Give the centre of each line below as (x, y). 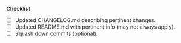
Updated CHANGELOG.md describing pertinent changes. (85, 20)
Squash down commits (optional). (56, 34)
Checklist (19, 9)
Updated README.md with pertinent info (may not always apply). (95, 27)
